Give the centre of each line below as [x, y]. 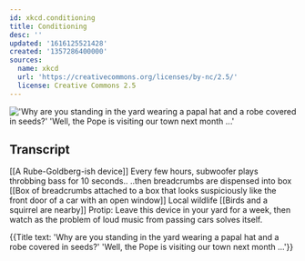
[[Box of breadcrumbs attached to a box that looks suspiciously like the [143, 191]
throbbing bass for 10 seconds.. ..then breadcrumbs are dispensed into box [151, 181]
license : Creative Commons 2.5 [77, 85]
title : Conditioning [49, 26]
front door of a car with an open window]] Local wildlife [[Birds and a [139, 200]
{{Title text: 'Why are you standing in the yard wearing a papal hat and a [144, 237]
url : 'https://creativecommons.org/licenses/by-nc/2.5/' [128, 77]
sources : [26, 60]
